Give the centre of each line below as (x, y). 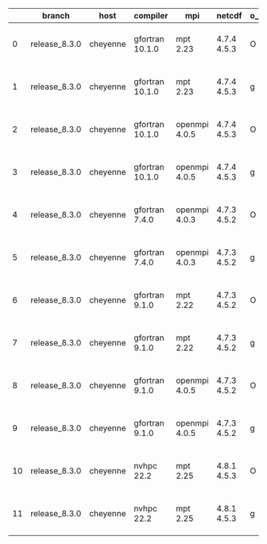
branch (56, 15)
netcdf (229, 15)
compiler (151, 15)
